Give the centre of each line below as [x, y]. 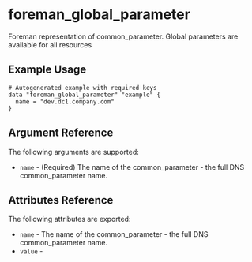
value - [31, 251]
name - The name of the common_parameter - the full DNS [114, 234]
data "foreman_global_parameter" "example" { [84, 95]
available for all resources [50, 44]
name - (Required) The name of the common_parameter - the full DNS [132, 167]
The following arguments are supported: [74, 152]
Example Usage [47, 70]
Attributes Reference [61, 200]
